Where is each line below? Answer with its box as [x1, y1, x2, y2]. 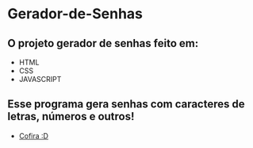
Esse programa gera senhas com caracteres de [7, 97, 245, 111]
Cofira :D [18, 130, 49, 140]
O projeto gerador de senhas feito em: [7, 37, 199, 50]
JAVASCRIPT [18, 75, 62, 84]
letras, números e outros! [7, 110, 135, 123]
